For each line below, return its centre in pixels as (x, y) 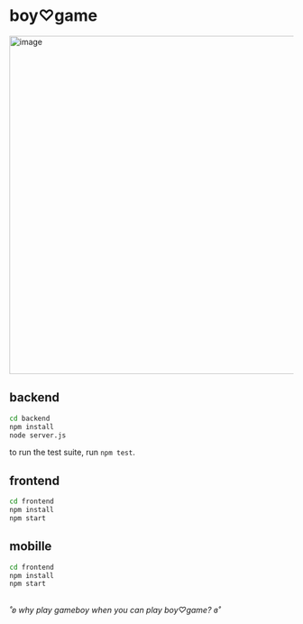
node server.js (38, 435)
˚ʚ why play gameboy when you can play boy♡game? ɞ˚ (115, 610)
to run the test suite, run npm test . (72, 453)
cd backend (30, 418)
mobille (31, 546)
